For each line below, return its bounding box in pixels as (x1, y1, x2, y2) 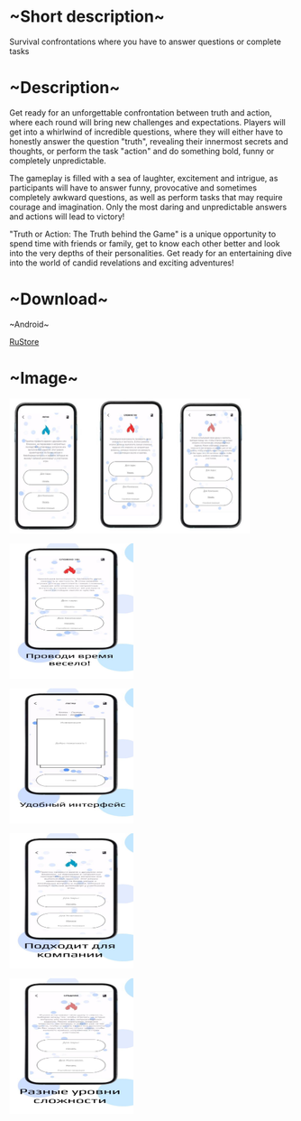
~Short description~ (9, 6, 165, 27)
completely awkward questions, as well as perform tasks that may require (9, 191, 283, 202)
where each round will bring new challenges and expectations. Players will (9, 116, 286, 127)
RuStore (9, 336, 40, 347)
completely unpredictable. (9, 155, 106, 166)
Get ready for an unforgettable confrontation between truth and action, (9, 107, 272, 118)
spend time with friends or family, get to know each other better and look (9, 237, 281, 249)
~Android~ (9, 319, 50, 329)
